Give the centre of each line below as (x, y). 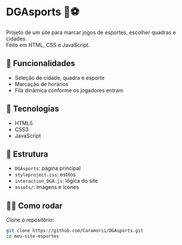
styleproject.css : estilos (45, 175)
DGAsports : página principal (47, 168)
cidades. (16, 38)
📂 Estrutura (27, 154)
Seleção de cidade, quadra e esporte (59, 77)
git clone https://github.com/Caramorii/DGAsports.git (75, 231)
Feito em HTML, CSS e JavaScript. (48, 45)
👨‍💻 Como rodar (34, 206)
